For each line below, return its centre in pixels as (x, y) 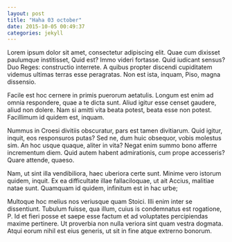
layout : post (26, 13)
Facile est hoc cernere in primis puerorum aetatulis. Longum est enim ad (110, 95)
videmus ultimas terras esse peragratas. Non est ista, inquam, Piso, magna (114, 75)
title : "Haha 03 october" (44, 20)
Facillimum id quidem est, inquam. (56, 118)
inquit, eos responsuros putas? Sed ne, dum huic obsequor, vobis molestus (114, 138)
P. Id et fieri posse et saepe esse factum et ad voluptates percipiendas (108, 216)
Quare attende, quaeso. (41, 160)
